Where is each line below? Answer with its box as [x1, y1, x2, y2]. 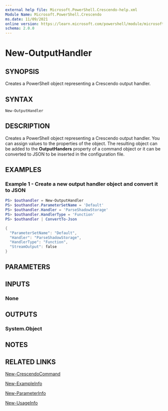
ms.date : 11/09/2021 [5, 16, 48, 21]
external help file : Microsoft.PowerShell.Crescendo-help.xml [5, 7, 137, 12]
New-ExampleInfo [5, 380, 42, 386]
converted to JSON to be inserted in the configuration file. [5, 151, 125, 157]
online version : [5, 21, 39, 26]
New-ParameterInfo [5, 390, 46, 396]
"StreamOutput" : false [9, 244, 57, 249]
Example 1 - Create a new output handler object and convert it [5, 180, 158, 187]
